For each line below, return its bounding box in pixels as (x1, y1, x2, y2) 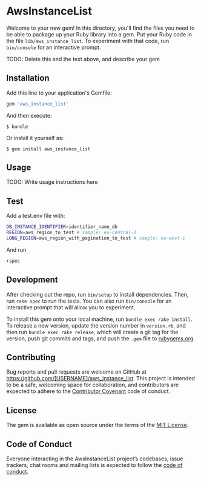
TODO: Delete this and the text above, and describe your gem (6, 55, 160, 62)
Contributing (6, 352, 56, 362)
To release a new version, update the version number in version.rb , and (6, 321, 186, 329)
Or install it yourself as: (6, 134, 64, 141)
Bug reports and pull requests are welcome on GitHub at (6, 368, 147, 375)
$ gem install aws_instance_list (6, 146, 91, 152)
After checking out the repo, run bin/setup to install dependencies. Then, (6, 291, 189, 298)
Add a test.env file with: (6, 212, 65, 220)
